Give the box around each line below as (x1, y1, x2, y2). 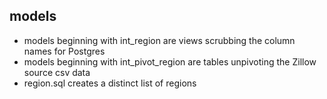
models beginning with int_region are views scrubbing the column (23, 34, 296, 46)
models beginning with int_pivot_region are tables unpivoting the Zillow (23, 55, 317, 68)
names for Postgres (23, 45, 106, 57)
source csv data (23, 66, 91, 78)
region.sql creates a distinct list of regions (23, 77, 197, 89)
